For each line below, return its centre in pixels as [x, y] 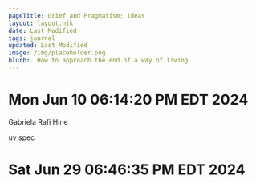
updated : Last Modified [48, 46]
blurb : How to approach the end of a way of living [98, 61]
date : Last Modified [43, 30]
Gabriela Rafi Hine [38, 121]
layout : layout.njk [41, 23]
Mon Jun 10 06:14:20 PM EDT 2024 [128, 100]
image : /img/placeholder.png [57, 53]
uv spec [22, 137]
